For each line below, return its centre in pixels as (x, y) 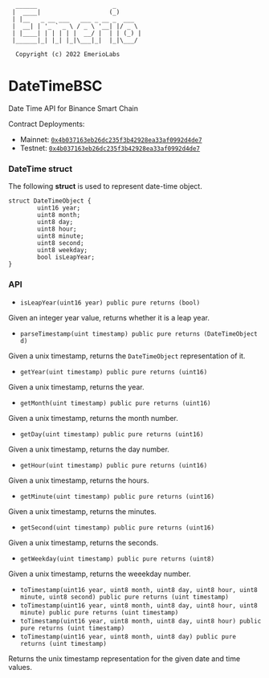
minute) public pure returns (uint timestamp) (99, 612)
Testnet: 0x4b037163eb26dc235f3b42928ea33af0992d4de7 (110, 148)
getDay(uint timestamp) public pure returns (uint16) (112, 434)
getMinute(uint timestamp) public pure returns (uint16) (117, 496)
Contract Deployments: (47, 124)
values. (20, 667)
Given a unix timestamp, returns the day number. (89, 449)
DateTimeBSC (55, 86)
